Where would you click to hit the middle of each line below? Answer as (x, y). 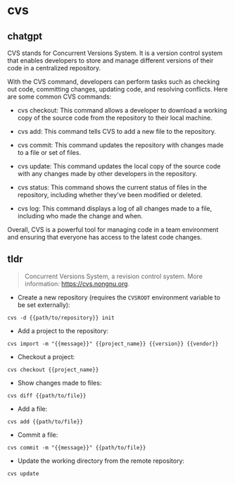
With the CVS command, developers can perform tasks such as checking (114, 82)
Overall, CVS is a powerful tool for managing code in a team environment (113, 230)
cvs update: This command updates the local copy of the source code (119, 166)
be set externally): (44, 304)
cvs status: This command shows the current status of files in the (112, 187)
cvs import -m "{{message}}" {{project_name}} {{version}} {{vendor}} (113, 344)
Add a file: (32, 409)
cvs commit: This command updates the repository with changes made (120, 145)
